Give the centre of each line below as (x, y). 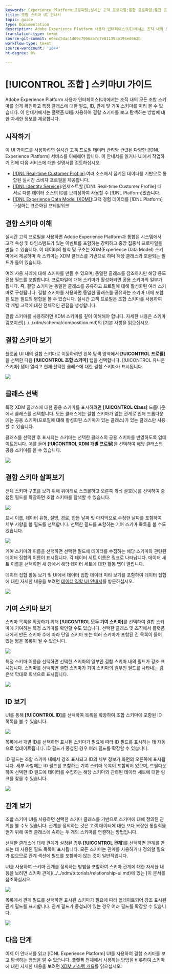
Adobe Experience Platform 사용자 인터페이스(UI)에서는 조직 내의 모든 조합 (81, 100)
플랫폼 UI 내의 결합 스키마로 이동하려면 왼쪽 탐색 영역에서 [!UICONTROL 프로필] (85, 353)
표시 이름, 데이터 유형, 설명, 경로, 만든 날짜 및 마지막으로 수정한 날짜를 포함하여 (84, 518)
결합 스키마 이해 (29, 223)
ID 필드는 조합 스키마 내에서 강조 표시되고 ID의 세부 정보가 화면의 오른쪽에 (79, 759)
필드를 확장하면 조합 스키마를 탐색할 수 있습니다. (62, 497)
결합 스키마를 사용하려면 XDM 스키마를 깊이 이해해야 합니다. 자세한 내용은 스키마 (85, 316)
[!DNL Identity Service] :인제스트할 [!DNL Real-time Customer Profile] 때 (87, 186)
